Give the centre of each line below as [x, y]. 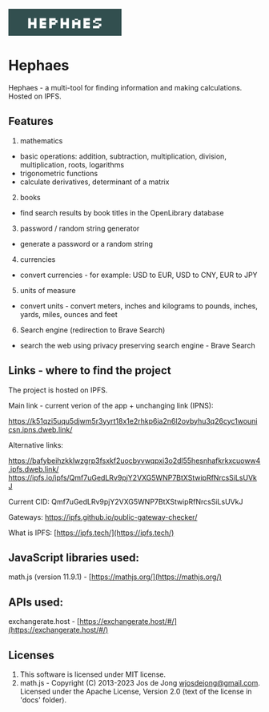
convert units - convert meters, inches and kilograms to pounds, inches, [139, 306]
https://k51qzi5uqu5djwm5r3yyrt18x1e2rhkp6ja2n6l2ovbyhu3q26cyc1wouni [133, 420]
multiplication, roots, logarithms [72, 164]
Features [31, 121]
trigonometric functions [59, 173]
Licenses [31, 655]
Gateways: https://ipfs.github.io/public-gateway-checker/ [103, 517]
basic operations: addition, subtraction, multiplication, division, [123, 156]
